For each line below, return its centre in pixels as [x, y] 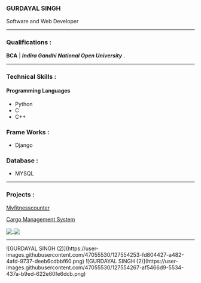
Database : [22, 161]
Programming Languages [38, 91]
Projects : [20, 195]
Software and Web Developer [42, 21]
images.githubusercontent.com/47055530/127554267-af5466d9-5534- [95, 267]
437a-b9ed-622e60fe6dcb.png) [46, 273]
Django [24, 145]
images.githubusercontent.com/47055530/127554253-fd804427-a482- [95, 254]
